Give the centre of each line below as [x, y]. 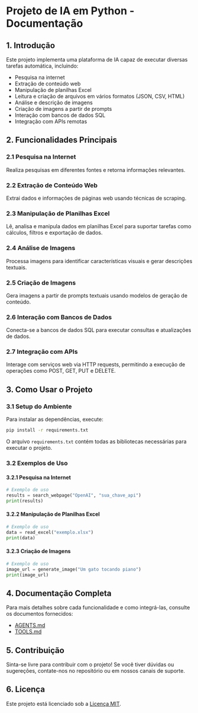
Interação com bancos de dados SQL [60, 115]
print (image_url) [27, 575]
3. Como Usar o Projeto [49, 389]
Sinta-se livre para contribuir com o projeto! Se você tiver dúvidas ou [90, 664]
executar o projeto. [29, 448]
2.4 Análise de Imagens [41, 248]
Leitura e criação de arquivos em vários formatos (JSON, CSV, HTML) [100, 96]
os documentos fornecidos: [40, 614]
